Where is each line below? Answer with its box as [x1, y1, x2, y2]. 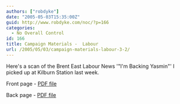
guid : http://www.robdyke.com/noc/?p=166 [6, 19, 109, 25]
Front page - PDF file [6, 80, 57, 87]
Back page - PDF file [6, 91, 56, 98]
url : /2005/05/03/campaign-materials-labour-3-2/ [6, 47, 131, 53]
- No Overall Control [11, 30, 65, 36]
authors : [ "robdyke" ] [6, 8, 59, 15]
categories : [6, 25, 35, 31]
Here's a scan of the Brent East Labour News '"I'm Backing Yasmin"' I [6, 63, 175, 70]
